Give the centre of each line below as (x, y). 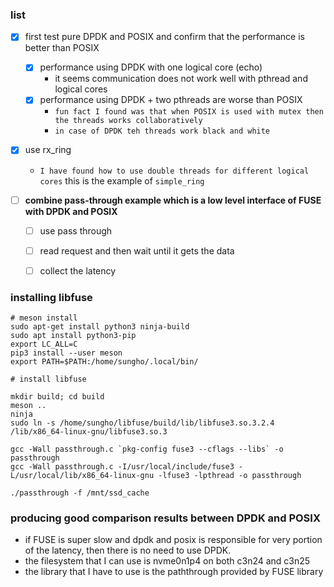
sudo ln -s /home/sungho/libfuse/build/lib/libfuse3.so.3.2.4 (142, 423)
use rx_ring (48, 150)
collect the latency (78, 270)
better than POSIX (62, 48)
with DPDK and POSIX (71, 211)
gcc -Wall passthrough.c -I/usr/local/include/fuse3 (122, 467)
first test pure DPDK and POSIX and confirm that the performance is (164, 37)
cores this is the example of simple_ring (122, 180)
